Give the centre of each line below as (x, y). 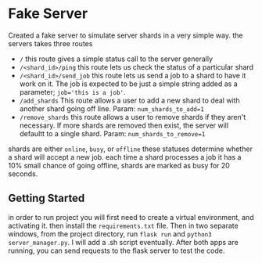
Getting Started (47, 198)
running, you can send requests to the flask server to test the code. (117, 250)
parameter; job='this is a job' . (73, 92)
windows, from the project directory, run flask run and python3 (110, 234)
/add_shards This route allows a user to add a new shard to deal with (129, 100)
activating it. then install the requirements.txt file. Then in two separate (123, 225)
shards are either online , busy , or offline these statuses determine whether (130, 149)
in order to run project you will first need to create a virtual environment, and (131, 217)
